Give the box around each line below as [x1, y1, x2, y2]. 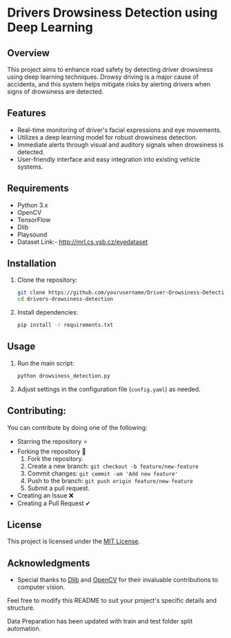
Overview [7, 47, 50, 59]
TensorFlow [17, 216, 51, 224]
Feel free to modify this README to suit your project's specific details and [7, 597, 217, 605]
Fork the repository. [27, 454, 84, 462]
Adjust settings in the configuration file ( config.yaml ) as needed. [17, 385, 201, 393]
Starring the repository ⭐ [17, 437, 88, 445]
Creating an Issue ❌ [17, 491, 74, 499]
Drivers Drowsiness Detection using [7, 5, 218, 21]
